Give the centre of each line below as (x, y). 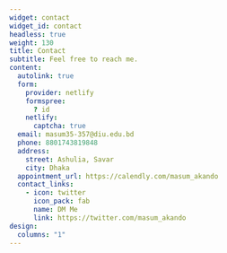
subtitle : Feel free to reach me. (74, 59)
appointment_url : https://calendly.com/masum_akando (118, 176)
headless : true (38, 34)
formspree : (46, 101)
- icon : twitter (56, 193)
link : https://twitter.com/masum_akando (109, 218)
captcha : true (60, 126)
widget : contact (39, 17)
